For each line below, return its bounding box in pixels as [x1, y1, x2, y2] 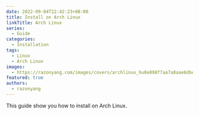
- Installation [11, 42, 49, 48]
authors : [6, 81, 28, 87]
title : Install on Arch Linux [6, 14, 81, 20]
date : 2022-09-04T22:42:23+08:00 [6, 8, 89, 15]
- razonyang [11, 86, 41, 92]
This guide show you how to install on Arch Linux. [6, 102, 127, 109]
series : [6, 25, 25, 31]
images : [6, 63, 25, 70]
